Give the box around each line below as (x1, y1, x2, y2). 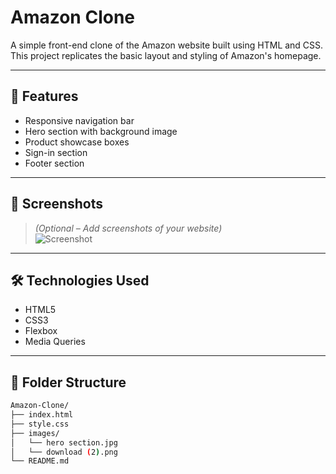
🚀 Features (10, 88, 79, 105)
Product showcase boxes (24, 136, 130, 148)
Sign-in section (24, 146, 88, 158)
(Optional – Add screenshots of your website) (34, 222, 223, 234)
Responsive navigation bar (24, 114, 135, 126)
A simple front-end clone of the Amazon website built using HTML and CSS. (10, 39, 324, 51)
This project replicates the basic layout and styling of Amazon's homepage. (10, 49, 322, 61)
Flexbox (24, 325, 58, 337)
